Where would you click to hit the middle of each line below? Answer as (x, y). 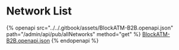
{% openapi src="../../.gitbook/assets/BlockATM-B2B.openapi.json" (90, 28)
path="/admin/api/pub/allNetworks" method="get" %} (74, 34)
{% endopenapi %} (75, 40)
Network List (39, 11)
